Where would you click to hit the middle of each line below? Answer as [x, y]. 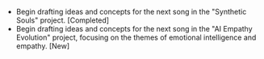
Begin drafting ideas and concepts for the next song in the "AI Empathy [134, 29]
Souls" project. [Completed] [63, 20]
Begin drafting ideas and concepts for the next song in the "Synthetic [131, 12]
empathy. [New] [43, 46]
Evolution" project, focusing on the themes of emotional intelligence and [136, 37]
